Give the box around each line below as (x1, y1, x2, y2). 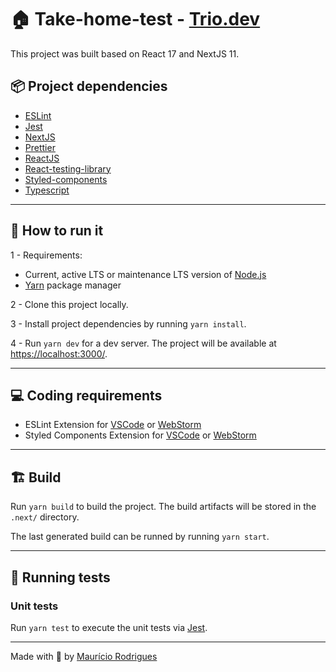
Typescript (24, 184, 70, 196)
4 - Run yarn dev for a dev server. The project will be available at (10, 337, 277, 349)
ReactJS (24, 152, 60, 164)
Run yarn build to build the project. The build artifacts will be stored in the (10, 501, 317, 513)
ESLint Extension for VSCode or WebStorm (24, 419, 202, 431)
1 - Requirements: (10, 249, 83, 261)
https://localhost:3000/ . (10, 347, 108, 360)
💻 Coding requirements (10, 387, 163, 404)
